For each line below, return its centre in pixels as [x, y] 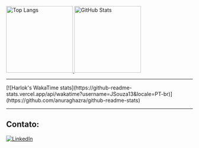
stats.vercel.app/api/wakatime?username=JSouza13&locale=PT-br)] [89, 94]
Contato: [23, 125]
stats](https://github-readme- [96, 88]
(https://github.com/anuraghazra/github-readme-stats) [73, 100]
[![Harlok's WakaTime [33, 88]
